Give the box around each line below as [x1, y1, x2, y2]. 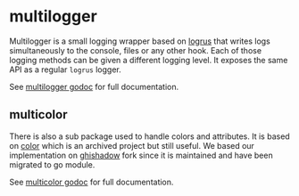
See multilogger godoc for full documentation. [9, 81, 179, 92]
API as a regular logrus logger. [9, 64, 122, 75]
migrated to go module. [9, 159, 96, 170]
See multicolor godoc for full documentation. [9, 176, 174, 187]
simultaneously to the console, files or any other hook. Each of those [9, 45, 262, 55]
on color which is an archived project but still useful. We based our [9, 140, 254, 151]
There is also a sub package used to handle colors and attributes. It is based [9, 131, 290, 142]
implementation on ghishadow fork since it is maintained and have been [9, 150, 274, 160]
